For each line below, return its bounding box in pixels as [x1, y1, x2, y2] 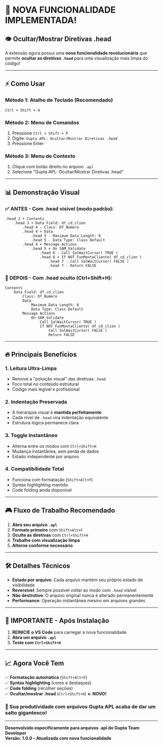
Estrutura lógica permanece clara [12, 420, 79, 426]
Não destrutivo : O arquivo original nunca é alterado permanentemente [12, 592, 154, 598]
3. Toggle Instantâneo [5, 432, 58, 439]
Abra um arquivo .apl [12, 634, 57, 640]
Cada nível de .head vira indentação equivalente [12, 415, 108, 420]
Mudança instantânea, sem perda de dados [12, 448, 99, 454]
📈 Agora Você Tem [5, 659, 64, 667]
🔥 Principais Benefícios [5, 350, 77, 359]
